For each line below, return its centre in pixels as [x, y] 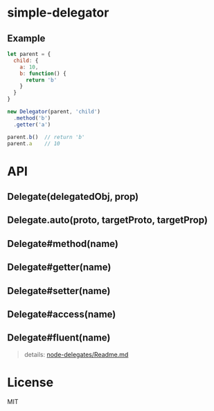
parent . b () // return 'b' [46, 137]
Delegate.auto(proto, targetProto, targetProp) [107, 220]
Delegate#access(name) [62, 314]
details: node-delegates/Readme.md [76, 354]
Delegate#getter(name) [59, 267]
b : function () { [43, 73]
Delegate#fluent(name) [59, 338]
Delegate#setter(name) [59, 291]
